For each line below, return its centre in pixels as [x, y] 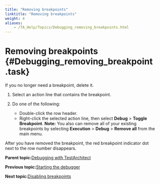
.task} [17, 72]
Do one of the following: [36, 104]
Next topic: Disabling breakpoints [38, 176]
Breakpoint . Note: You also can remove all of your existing [78, 124]
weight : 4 [15, 18]
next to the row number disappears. [41, 148]
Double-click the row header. [48, 113]
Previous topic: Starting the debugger [43, 167]
